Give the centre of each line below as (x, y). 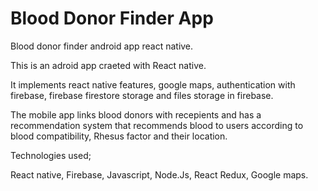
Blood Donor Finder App (112, 18)
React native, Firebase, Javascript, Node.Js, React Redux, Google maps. (159, 174)
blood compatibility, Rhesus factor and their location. (119, 136)
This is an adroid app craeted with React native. (108, 65)
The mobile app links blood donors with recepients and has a (136, 114)
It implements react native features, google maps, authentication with (153, 84)
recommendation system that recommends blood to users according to (157, 125)
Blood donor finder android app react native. (102, 46)
